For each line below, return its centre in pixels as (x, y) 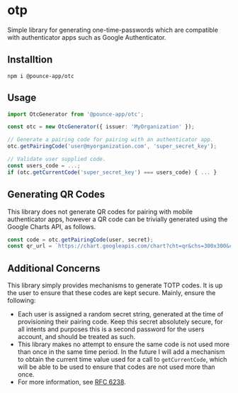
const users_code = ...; (44, 165)
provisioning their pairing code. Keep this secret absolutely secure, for (120, 322)
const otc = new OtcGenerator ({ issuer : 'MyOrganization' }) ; (101, 127)
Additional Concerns (54, 268)
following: (22, 301)
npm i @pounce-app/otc (41, 76)
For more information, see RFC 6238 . (72, 382)
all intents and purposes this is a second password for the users (111, 329)
